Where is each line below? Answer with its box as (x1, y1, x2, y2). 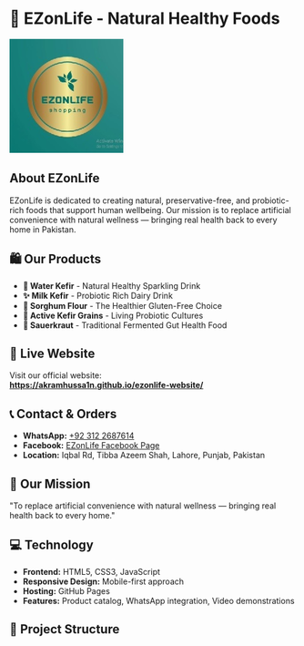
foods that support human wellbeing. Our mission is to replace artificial (25, 204, 291, 215)
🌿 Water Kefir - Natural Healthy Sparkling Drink (22, 280, 201, 291)
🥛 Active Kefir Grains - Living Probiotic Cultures (22, 310, 204, 321)
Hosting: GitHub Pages (22, 585, 111, 596)
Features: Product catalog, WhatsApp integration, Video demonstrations (22, 595, 295, 606)
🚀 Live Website (9, 345, 96, 361)
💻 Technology (9, 538, 94, 553)
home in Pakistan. (9, 223, 76, 235)
